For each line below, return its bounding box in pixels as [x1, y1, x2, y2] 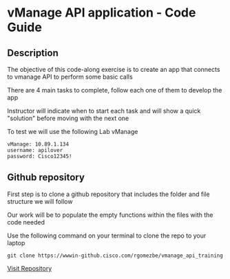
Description [7, 47, 59, 59]
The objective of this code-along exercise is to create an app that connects [7, 66, 220, 73]
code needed [7, 218, 45, 226]
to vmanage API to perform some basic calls [7, 73, 133, 81]
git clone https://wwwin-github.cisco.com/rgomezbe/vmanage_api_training [7, 252, 224, 259]
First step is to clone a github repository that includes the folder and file [7, 190, 210, 198]
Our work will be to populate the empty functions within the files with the [7, 211, 213, 219]
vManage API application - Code [7, 5, 196, 21]
